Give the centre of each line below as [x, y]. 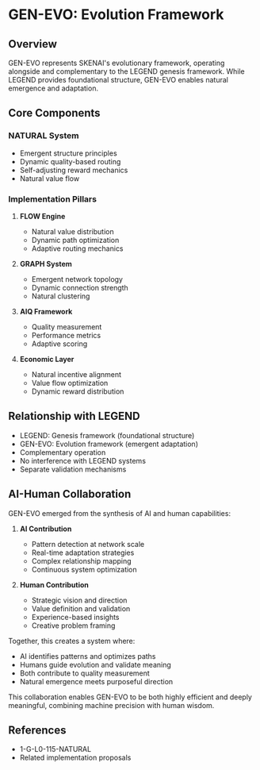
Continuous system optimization [84, 569]
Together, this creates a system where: [72, 641]
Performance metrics [66, 335]
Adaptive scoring [59, 344]
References [37, 730]
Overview [33, 44]
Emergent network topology [77, 279]
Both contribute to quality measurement [85, 673]
